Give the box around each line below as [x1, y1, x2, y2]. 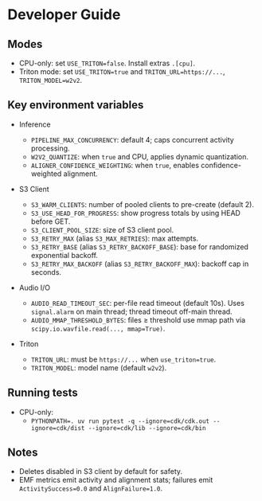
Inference [18, 119, 51, 129]
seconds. [30, 267, 61, 276]
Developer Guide [7, 6, 121, 24]
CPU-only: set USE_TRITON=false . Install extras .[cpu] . [18, 58, 196, 68]
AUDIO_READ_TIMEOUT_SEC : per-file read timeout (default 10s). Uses [30, 298, 244, 307]
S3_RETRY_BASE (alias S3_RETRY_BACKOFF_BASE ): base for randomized [30, 241, 248, 252]
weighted [30, 169, 62, 178]
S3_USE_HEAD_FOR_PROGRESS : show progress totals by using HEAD [30, 208, 240, 217]
